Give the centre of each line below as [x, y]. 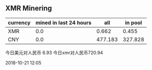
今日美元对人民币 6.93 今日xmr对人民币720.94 [54, 52]
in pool [134, 22]
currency [19, 22]
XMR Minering [29, 8]
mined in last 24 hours [63, 22]
